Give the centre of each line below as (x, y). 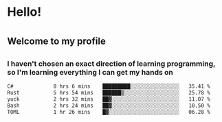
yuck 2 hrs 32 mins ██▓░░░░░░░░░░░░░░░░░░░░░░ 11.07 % (109, 99)
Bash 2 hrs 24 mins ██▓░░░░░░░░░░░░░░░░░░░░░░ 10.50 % (109, 106)
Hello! (24, 12)
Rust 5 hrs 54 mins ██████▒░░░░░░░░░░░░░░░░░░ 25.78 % (109, 93)
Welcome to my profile (57, 41)
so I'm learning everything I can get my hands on (90, 72)
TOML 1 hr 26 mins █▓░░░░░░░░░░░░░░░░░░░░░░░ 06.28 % (109, 112)
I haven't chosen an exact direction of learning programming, (111, 64)
